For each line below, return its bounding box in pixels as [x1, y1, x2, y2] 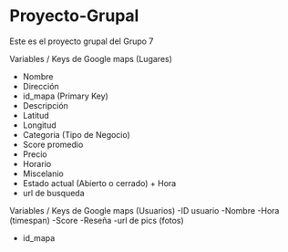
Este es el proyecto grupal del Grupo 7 [9, 36, 154, 47]
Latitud [22, 110, 49, 121]
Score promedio [22, 139, 84, 150]
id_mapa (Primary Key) [22, 90, 109, 101]
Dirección [22, 80, 59, 91]
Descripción [22, 100, 68, 110]
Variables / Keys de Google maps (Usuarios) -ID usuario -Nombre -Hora [9, 205, 280, 215]
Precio [22, 148, 47, 160]
